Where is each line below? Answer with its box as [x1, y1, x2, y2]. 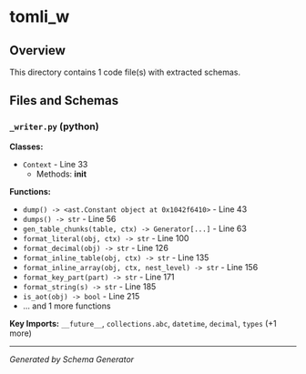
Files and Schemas [9, 93, 119, 108]
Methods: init [36, 168, 87, 179]
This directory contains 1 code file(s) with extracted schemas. [9, 66, 241, 77]
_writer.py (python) [9, 120, 99, 133]
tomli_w [9, 6, 70, 27]
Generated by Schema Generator [9, 353, 135, 365]
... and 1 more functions [22, 300, 111, 311]
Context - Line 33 [22, 158, 88, 169]
